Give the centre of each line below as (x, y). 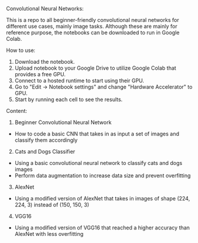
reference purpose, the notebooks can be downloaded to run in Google (93, 33)
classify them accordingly (46, 140)
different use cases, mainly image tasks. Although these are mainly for (92, 26)
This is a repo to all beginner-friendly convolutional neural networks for (92, 20)
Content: (17, 111)
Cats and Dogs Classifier (45, 151)
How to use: (21, 50)
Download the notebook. (45, 62)
